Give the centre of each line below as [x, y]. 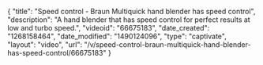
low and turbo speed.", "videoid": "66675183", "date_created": [109, 28]
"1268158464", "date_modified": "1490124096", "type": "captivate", [117, 36]
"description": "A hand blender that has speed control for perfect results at [129, 20]
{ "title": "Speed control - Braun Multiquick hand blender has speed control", [131, 11]
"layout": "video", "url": [45, 45]
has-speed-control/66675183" [57, 53]
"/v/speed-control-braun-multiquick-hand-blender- [167, 45]
